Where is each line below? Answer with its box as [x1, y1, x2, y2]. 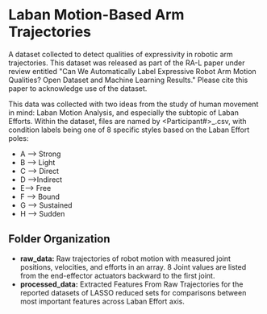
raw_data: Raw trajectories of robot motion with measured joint [19, 254, 232, 263]
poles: [8, 133, 29, 143]
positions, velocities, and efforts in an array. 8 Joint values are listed [19, 262, 247, 271]
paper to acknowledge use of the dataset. [8, 83, 148, 93]
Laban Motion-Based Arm [8, 6, 185, 24]
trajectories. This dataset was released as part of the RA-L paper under [8, 58, 245, 68]
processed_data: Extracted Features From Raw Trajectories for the [19, 279, 244, 289]
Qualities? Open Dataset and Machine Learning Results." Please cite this [8, 75, 248, 85]
